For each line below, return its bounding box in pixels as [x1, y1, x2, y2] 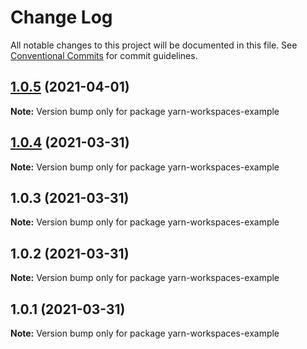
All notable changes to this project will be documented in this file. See [10, 39, 298, 51]
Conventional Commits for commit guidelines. [10, 49, 198, 61]
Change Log [10, 6, 113, 29]
